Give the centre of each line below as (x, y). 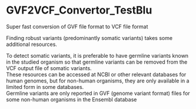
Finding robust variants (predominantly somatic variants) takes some (89, 38)
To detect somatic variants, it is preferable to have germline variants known (97, 55)
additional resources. (32, 44)
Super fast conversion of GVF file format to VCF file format (77, 27)
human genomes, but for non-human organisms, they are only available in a (98, 81)
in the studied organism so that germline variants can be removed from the (97, 62)
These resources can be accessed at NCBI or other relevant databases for (96, 74)
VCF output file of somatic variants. (49, 68)
